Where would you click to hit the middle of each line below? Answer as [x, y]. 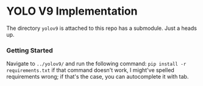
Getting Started [30, 50]
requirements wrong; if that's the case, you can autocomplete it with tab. [98, 77]
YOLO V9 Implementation [72, 11]
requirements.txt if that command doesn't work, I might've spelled [91, 70]
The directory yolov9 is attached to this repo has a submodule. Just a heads [101, 28]
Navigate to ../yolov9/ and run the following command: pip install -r [96, 64]
